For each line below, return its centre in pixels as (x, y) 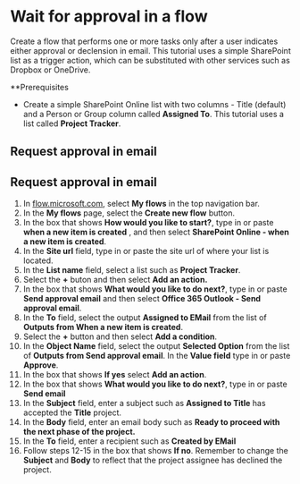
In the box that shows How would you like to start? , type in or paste (148, 223)
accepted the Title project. (72, 412)
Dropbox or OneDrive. (50, 70)
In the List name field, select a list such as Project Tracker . (132, 270)
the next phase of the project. (79, 432)
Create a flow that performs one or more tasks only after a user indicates (144, 41)
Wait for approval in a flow (109, 17)
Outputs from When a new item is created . (103, 327)
